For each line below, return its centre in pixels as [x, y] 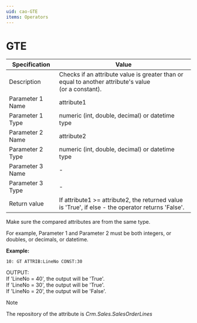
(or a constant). [80, 89]
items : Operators [27, 17]
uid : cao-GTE [22, 11]
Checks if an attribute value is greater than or [121, 75]
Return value [26, 204]
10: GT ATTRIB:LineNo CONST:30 [44, 262]
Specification [31, 65]
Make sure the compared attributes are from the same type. [78, 222]
